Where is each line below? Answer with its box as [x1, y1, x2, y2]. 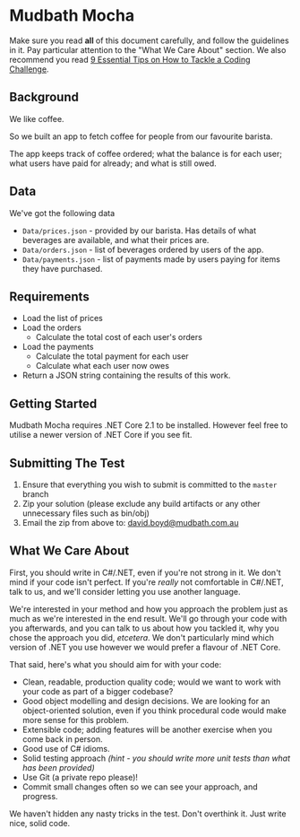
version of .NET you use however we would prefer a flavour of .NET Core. [9, 641, 281, 652]
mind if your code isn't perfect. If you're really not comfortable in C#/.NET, [9, 576, 284, 588]
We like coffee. [9, 113, 64, 124]
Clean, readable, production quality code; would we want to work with [21, 676, 281, 687]
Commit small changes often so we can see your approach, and [21, 781, 258, 792]
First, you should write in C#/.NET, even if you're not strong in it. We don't [9, 567, 281, 578]
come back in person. [21, 733, 103, 745]
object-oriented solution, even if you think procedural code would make [21, 705, 287, 716]
